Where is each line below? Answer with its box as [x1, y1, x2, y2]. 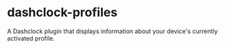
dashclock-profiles [7, 5, 118, 20]
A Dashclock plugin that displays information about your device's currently [7, 27, 218, 35]
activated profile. [7, 34, 55, 42]
